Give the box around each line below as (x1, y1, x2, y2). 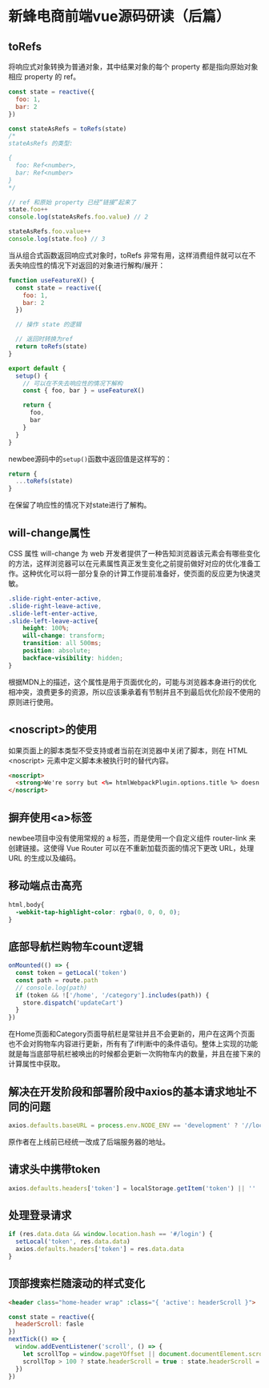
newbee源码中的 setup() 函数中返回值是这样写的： (8, 454, 172, 463)
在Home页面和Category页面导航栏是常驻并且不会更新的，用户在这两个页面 (8, 1029, 255, 1039)
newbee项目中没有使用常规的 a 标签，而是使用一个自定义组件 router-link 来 (8, 833, 256, 843)
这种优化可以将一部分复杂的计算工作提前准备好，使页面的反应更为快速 (22, 568, 254, 578)
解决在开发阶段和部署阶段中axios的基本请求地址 (8, 1085, 247, 1098)
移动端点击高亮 (8, 879, 82, 893)
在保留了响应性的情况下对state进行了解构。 (8, 500, 151, 510)
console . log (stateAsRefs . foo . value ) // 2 (8, 213, 149, 221)
